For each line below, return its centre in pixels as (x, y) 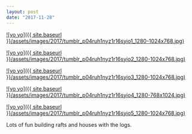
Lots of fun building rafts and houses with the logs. (69, 124)
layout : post (22, 12)
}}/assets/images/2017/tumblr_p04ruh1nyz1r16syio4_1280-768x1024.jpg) (96, 95)
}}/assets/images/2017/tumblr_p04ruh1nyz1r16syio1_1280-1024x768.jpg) (95, 41)
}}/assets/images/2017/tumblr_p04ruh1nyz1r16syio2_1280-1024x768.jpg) (96, 59)
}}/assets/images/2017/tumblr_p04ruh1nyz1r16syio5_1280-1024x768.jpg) (96, 113)
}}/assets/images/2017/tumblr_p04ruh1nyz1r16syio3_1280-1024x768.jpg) (96, 77)
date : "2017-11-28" (31, 17)
